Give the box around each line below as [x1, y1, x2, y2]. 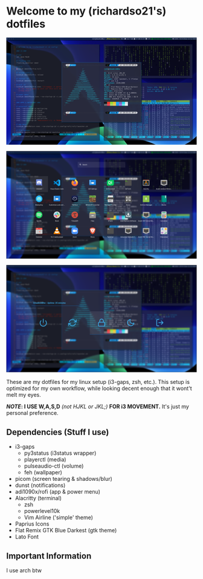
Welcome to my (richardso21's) [6, 4, 167, 18]
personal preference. [6, 409, 59, 417]
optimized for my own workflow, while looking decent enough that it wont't [6, 385, 192, 392]
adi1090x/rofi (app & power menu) [14, 488, 101, 495]
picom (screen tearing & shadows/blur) [14, 475, 113, 483]
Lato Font [14, 533, 39, 540]
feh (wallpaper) [24, 469, 62, 476]
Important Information [6, 551, 92, 561]
